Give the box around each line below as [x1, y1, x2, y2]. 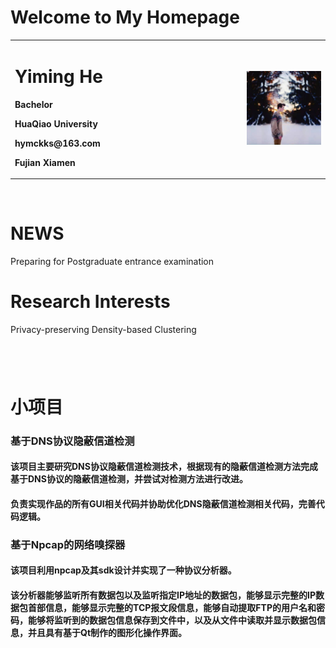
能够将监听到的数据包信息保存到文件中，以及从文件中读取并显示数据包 [27, 614, 317, 626]
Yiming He [14, 65, 103, 88]
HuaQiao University [14, 117, 98, 130]
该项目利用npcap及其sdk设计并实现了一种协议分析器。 [10, 564, 237, 576]
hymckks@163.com [14, 137, 101, 149]
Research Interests [10, 291, 171, 313]
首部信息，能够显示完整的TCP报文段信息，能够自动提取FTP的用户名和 [27, 601, 317, 613]
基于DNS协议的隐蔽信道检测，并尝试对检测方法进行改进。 [10, 473, 248, 485]
